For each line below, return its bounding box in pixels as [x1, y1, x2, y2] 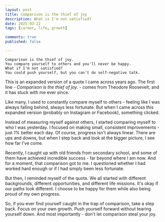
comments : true [5, 35, 37, 40]
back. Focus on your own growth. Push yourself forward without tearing [5, 206, 152, 212]
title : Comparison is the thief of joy [5, 12, 87, 17]
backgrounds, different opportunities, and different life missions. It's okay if [5, 180, 159, 186]
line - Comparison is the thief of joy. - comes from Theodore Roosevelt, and [5, 84, 160, 90]
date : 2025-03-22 [5, 21, 41, 26]
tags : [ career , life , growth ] [5, 26, 68, 31]
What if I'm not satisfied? [5, 65, 63, 71]
